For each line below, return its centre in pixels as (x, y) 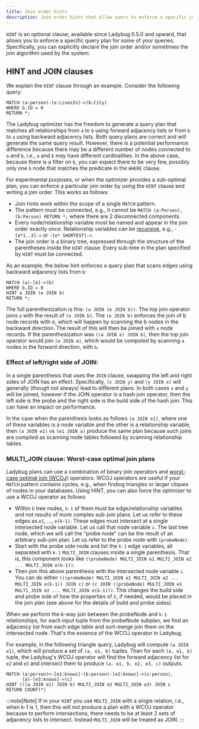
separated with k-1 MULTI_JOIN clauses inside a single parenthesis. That (102, 552)
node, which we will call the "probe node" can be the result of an (94, 533)
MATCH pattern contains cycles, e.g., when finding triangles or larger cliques (97, 484)
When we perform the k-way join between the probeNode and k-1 (87, 614)
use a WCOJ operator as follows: (46, 497)
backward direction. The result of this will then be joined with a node (90, 328)
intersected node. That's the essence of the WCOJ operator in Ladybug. (94, 633)
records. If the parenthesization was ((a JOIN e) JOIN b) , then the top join (97, 335)
